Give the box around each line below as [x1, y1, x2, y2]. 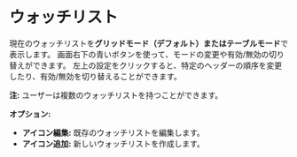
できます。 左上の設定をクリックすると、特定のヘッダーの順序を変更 [32, 60, 282, 71]
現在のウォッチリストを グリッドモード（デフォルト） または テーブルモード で [9, 38, 289, 49]
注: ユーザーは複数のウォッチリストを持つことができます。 [9, 89, 223, 101]
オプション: [9, 108, 51, 119]
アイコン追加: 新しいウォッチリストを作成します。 [21, 138, 206, 149]
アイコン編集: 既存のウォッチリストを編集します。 [21, 127, 206, 138]
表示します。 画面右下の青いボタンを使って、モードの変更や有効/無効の [9, 49, 270, 59]
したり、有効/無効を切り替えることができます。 [9, 71, 182, 81]
